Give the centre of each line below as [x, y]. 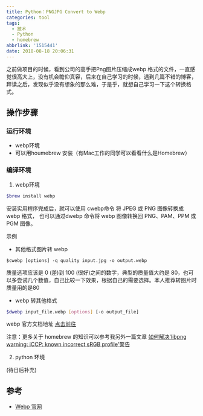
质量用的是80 [23, 287]
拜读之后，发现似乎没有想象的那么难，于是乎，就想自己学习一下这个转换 [96, 84]
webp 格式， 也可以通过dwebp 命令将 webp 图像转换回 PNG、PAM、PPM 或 [101, 216]
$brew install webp [31, 196]
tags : [13, 23]
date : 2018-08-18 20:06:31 [40, 51]
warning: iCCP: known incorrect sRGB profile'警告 [68, 344]
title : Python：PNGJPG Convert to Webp [56, 12]
